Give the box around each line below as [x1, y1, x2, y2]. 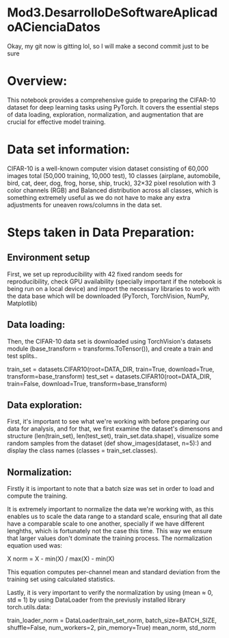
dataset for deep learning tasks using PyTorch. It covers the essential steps [7, 103, 219, 111]
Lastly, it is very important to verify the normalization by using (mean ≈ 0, [7, 589, 213, 597]
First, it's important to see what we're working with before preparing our [7, 418, 211, 426]
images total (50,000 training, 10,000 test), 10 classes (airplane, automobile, [7, 171, 221, 179]
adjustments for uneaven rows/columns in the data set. [7, 201, 162, 209]
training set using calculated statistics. [7, 575, 116, 583]
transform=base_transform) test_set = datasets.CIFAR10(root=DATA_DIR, [7, 372, 212, 381]
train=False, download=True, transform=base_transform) [7, 379, 167, 387]
